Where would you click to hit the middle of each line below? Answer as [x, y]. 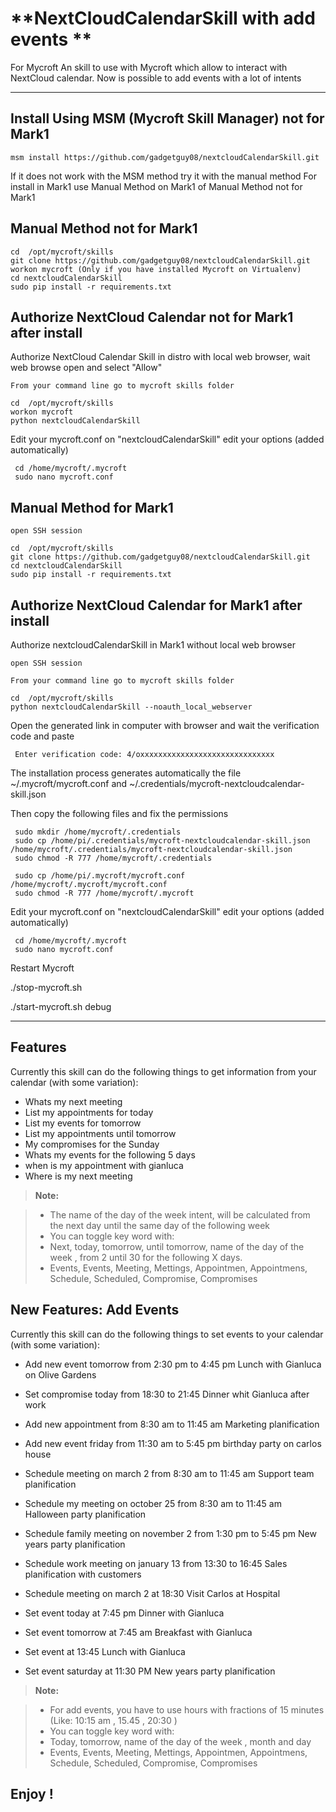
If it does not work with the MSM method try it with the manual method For [163, 176]
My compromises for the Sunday [92, 1144]
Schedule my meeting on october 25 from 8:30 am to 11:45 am [153, 1503]
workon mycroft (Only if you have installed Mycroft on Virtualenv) [156, 269]
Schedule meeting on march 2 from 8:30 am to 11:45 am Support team [169, 1473]
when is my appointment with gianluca [104, 1165]
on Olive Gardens [60, 1374]
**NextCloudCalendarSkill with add [163, 18]
